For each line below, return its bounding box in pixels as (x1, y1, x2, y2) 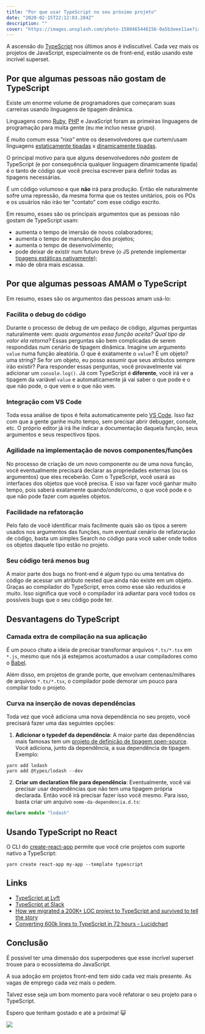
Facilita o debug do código (6, 310, 87, 318)
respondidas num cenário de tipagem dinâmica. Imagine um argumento (6, 343, 186, 351)
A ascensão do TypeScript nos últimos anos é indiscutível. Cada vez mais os (6, 43, 199, 50)
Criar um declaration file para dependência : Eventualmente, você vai (15, 779, 191, 786)
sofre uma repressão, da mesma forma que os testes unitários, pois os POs (6, 192, 196, 199)
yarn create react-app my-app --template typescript (6, 862, 143, 868)
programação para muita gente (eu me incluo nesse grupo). (6, 124, 157, 131)
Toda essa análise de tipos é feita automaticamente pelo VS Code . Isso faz (6, 412, 194, 419)
